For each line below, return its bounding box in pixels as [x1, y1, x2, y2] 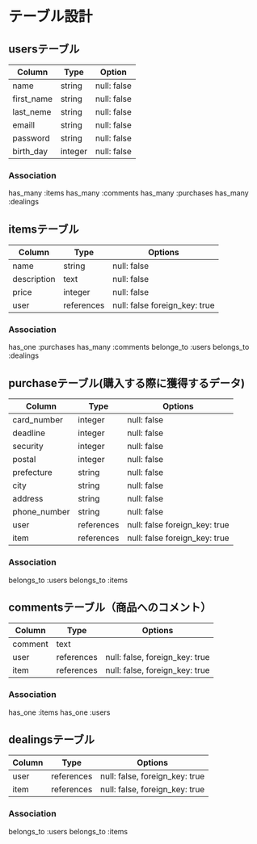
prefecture [12, 467, 53, 478]
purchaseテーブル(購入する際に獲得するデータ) [8, 376, 245, 390]
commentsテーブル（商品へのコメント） [8, 600, 212, 614]
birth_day [12, 146, 48, 157]
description [12, 274, 56, 285]
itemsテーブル [8, 222, 79, 236]
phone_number [12, 506, 70, 518]
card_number [12, 414, 63, 426]
